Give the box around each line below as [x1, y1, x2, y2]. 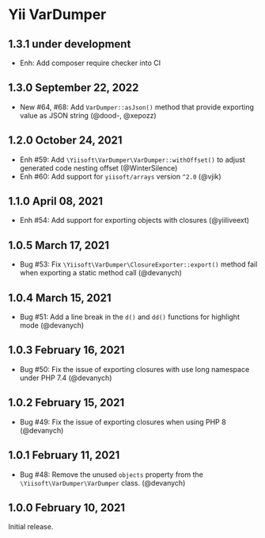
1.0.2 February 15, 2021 [8, 396, 125, 409]
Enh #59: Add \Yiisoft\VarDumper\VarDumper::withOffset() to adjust [19, 155, 245, 164]
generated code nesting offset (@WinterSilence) [19, 163, 178, 172]
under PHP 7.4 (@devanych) [19, 373, 112, 382]
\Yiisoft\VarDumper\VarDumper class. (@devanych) [19, 478, 186, 487]
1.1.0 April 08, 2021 [8, 194, 104, 208]
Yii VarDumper [8, 6, 107, 24]
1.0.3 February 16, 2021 [8, 344, 125, 357]
